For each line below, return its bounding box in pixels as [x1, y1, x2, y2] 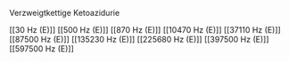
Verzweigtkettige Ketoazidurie [9, 8, 120, 18]
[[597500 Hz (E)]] [9, 43, 74, 54]
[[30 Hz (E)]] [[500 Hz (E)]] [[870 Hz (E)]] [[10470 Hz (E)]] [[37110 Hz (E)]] [9, 25, 281, 35]
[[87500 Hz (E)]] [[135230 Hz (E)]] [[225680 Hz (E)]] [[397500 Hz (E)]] [9, 35, 269, 44]
